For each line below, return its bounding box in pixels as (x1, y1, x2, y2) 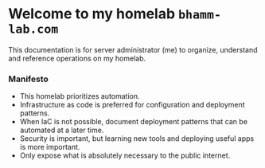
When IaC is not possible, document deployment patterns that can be (19, 117, 248, 127)
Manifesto (8, 73, 49, 84)
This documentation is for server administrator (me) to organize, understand (8, 45, 258, 54)
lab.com (8, 21, 59, 37)
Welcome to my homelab (8, 5, 176, 23)
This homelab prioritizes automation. (19, 92, 141, 101)
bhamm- (177, 7, 221, 22)
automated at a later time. (19, 125, 104, 135)
